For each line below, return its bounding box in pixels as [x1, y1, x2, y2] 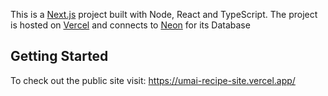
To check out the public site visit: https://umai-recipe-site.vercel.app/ [10, 74, 296, 86]
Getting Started [10, 48, 109, 65]
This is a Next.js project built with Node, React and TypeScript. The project [10, 9, 318, 20]
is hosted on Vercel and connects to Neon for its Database [10, 19, 251, 31]
